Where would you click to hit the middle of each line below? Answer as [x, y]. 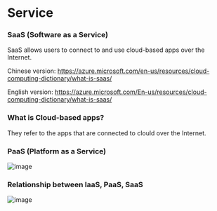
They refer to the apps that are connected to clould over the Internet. [107, 133]
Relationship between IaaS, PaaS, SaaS [75, 185]
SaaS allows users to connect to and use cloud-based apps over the [106, 50]
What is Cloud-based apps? [56, 118]
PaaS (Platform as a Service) [57, 151]
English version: [31, 92]
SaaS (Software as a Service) [58, 35]
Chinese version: [32, 71]
